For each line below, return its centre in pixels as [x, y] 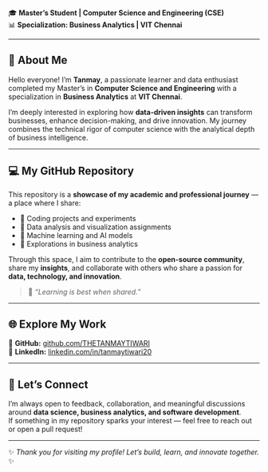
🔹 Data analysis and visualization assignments [95, 227]
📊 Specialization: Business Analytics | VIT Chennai [95, 25]
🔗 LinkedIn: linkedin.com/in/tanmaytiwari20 [80, 352]
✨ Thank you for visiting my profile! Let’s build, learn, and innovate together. [134, 452]
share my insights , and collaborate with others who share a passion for [126, 268]
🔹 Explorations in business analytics [79, 244]
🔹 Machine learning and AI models [76, 235]
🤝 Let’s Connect [48, 385]
